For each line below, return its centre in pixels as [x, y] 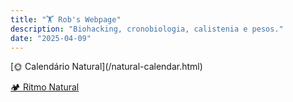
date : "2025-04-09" [51, 38]
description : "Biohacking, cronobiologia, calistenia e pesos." [147, 29]
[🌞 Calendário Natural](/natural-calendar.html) [106, 67]
